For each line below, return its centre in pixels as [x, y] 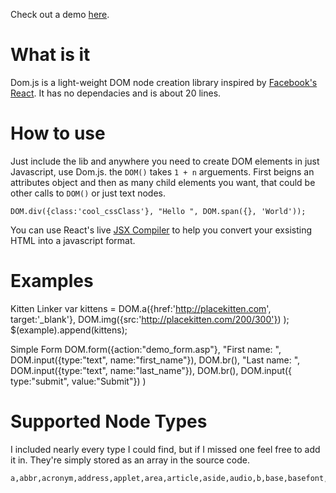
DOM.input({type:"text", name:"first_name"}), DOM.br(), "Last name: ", [155, 360]
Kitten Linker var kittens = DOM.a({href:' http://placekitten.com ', [141, 308]
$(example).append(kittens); [69, 330]
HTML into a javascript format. [73, 240]
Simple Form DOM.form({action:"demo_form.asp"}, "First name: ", [146, 349]
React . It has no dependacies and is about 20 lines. [116, 93]
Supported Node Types [109, 421]
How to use [58, 133]
